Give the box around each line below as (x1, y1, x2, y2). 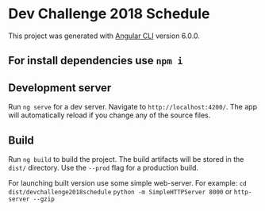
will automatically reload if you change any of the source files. (8, 110, 211, 120)
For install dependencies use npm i (8, 54, 183, 67)
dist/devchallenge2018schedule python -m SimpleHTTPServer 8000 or (8, 186, 232, 196)
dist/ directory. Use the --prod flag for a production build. (8, 163, 198, 172)
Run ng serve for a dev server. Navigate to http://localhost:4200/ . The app (8, 102, 258, 112)
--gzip (33, 195, 56, 203)
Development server (8, 81, 112, 94)
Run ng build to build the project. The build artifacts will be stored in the (8, 154, 244, 163)
